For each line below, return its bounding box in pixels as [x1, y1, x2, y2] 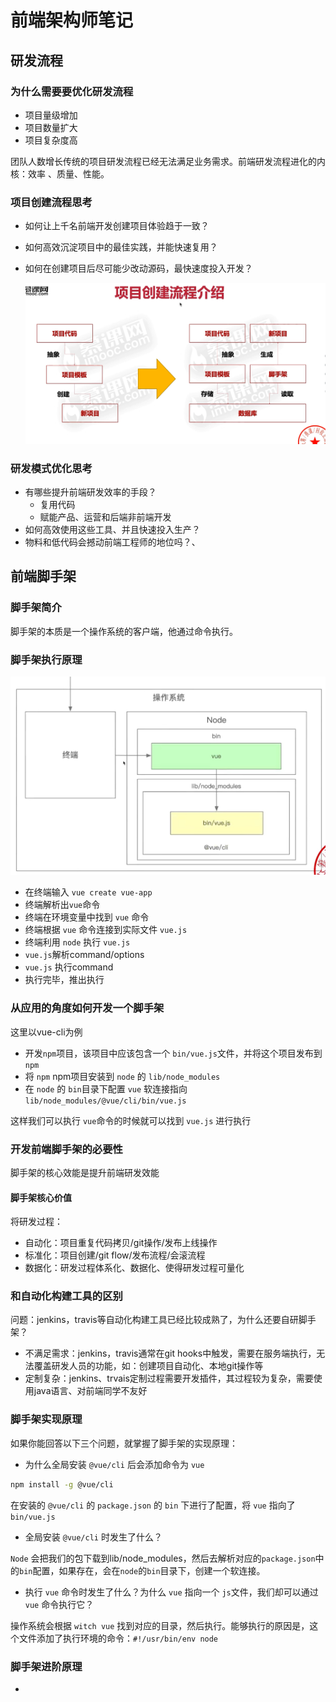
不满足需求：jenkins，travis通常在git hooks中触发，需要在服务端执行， [24, 1347, 317, 1360]
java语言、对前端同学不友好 [33, 1385, 148, 1397]
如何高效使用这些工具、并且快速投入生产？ [24, 523, 201, 535]
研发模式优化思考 [10, 461, 93, 475]
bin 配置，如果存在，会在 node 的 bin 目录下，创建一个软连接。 [19, 1564, 266, 1576]
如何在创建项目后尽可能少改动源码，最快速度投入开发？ [24, 262, 253, 275]
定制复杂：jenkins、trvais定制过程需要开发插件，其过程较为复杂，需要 [24, 1372, 314, 1385]
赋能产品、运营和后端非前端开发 [39, 511, 172, 523]
